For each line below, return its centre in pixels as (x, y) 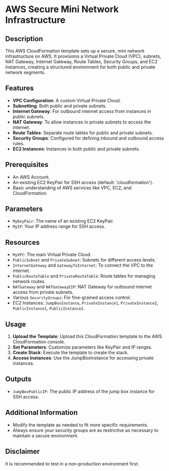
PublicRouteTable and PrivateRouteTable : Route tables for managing (84, 276)
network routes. (29, 281)
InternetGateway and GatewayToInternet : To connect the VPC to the (83, 265)
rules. (18, 143)
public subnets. (29, 116)
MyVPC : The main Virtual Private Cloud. (52, 254)
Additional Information (41, 413)
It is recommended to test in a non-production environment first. (72, 463)
